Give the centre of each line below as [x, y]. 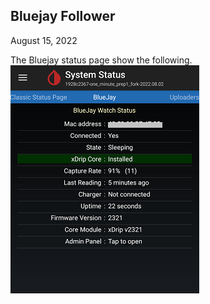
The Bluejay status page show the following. [101, 60]
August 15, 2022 [44, 40]
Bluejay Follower [63, 16]
